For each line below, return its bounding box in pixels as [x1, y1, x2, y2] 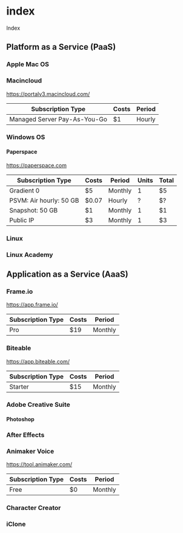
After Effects [6, 430, 45, 439]
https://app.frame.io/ [6, 301, 59, 308]
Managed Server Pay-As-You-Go [9, 115, 108, 123]
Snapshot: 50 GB [9, 206, 58, 214]
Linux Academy [6, 250, 53, 259]
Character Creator [6, 504, 61, 512]
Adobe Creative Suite [6, 401, 71, 409]
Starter [9, 382, 29, 391]
